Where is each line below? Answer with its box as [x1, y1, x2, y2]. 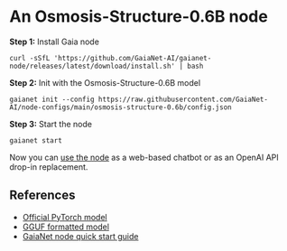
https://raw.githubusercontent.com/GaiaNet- [97, 95, 269, 104]
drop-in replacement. [9, 161, 88, 172]
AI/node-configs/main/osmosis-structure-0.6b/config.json [9, 102, 232, 112]
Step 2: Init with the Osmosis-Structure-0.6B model [9, 77, 201, 88]
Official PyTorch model [22, 211, 107, 222]
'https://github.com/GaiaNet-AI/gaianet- [53, 53, 212, 62]
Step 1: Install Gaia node [9, 36, 99, 47]
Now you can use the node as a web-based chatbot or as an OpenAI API [9, 152, 280, 163]
